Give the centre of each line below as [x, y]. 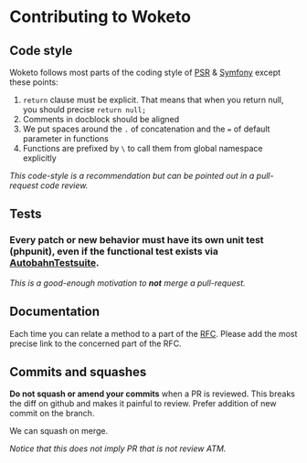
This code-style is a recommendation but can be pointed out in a [132, 176]
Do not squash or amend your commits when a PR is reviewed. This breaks [152, 394]
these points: [34, 82]
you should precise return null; [84, 110]
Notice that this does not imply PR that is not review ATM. [118, 448]
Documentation [55, 312]
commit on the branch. [52, 414]
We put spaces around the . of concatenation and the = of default [146, 129]
